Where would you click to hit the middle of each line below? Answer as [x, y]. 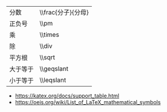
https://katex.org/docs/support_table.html [67, 96]
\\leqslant [53, 80]
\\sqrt [47, 57]
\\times [49, 35]
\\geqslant [54, 69]
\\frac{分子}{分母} [64, 12]
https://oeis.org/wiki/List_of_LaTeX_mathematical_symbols [88, 102]
